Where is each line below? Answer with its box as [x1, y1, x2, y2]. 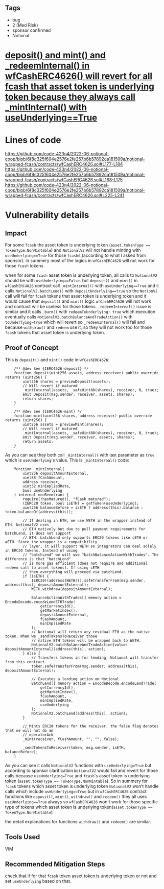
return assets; [23, 439, 54, 444]
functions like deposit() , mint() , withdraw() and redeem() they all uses [5, 793, 147, 799]
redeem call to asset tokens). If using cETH [5, 565, 99, 570]
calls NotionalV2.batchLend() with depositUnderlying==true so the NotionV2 [5, 288, 158, 293]
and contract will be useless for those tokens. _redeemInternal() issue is [5, 303, 152, 309]
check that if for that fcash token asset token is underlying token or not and [5, 873, 157, 879]
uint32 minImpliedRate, [23, 483, 71, 489]
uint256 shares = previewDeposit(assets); [23, 379, 111, 384]
